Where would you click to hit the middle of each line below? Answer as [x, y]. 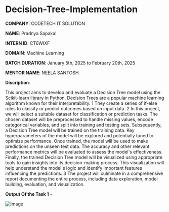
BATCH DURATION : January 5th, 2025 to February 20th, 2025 [70, 63]
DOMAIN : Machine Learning [35, 53]
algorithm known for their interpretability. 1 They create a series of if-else [81, 103]
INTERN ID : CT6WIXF [28, 43]
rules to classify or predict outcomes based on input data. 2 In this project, [83, 108]
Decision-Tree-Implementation [72, 9]
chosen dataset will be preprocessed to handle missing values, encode [79, 119]
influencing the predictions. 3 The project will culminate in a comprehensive [84, 173]
